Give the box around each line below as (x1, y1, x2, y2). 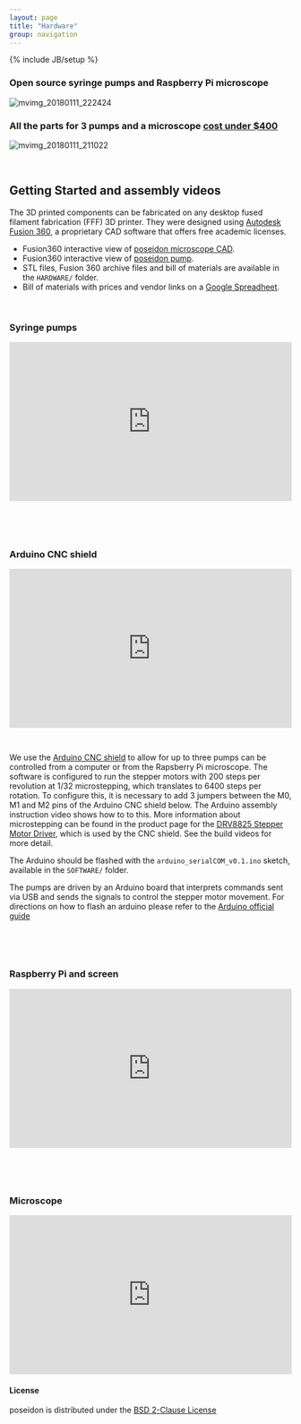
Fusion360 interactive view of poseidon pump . (21, 253, 194, 263)
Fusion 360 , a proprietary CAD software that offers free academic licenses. (9, 226, 287, 237)
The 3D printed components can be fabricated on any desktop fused (9, 207, 263, 218)
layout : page (9, 13, 58, 22)
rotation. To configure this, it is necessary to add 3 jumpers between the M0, (9, 790, 292, 801)
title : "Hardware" (9, 22, 78, 30)
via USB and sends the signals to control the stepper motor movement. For (9, 892, 285, 902)
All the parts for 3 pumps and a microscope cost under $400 (9, 119, 279, 132)
